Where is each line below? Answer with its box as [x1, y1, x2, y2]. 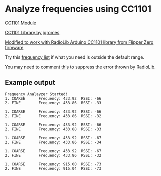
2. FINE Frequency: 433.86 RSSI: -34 [5, 140, 101, 145]
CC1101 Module [5, 20, 36, 26]
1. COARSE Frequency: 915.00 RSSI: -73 [5, 161, 101, 167]
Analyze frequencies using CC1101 [5, 3, 151, 15]
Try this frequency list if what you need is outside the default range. [5, 54, 145, 60]
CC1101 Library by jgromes [5, 29, 60, 35]
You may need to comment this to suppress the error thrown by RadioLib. [5, 64, 156, 70]
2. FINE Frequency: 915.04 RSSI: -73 [5, 166, 101, 171]
